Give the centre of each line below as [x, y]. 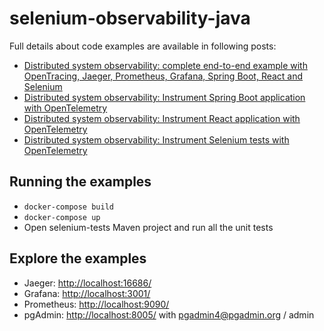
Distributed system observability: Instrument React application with [162, 118]
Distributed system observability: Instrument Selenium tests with [156, 139]
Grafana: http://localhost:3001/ [87, 293]
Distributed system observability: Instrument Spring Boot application [164, 97]
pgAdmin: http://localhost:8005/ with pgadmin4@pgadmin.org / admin [169, 314]
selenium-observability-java [130, 18]
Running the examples [80, 182]
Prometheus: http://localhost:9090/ [96, 304]
